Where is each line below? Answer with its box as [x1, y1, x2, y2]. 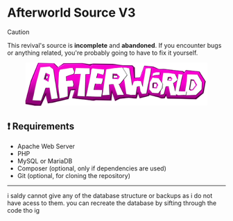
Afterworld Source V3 [7, 5, 136, 21]
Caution [7, 28, 30, 36]
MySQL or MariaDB [17, 157, 73, 166]
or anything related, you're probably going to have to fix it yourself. [7, 48, 198, 57]
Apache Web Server [17, 142, 75, 150]
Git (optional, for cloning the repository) [17, 172, 130, 180]
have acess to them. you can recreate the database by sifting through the [7, 199, 217, 207]
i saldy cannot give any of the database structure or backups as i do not [7, 192, 213, 200]
